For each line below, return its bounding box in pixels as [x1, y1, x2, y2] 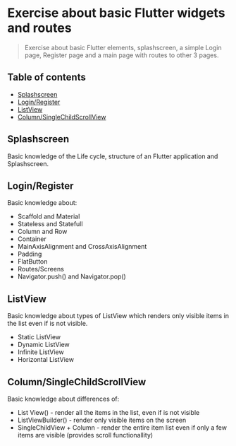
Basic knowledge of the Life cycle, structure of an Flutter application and [7, 152, 218, 160]
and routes [7, 20, 72, 36]
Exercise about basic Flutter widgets [7, 5, 225, 21]
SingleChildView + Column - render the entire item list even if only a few [17, 423, 228, 432]
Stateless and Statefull [17, 220, 83, 228]
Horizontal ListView [17, 356, 74, 364]
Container [17, 235, 47, 243]
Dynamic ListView [17, 341, 70, 349]
